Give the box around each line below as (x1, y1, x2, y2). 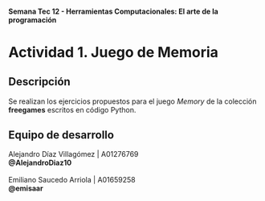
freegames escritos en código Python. (8, 105, 137, 114)
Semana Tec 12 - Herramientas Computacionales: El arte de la (8, 6, 218, 16)
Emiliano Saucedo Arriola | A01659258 (8, 175, 136, 185)
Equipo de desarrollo (8, 128, 115, 142)
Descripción (8, 75, 71, 88)
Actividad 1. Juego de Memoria (8, 43, 219, 61)
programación (8, 14, 57, 24)
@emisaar (8, 183, 43, 193)
